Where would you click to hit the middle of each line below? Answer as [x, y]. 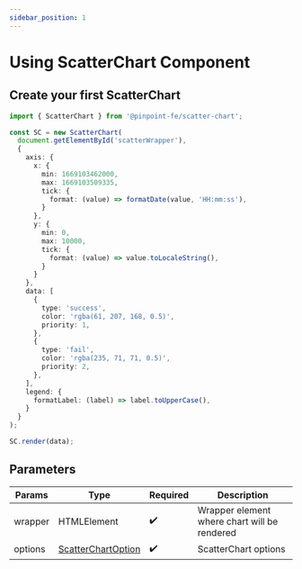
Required [169, 494]
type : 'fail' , [68, 350]
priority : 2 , [66, 366]
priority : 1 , [66, 325]
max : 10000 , [64, 241]
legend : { [44, 392]
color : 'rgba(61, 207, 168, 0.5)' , [108, 316]
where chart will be [238, 521]
